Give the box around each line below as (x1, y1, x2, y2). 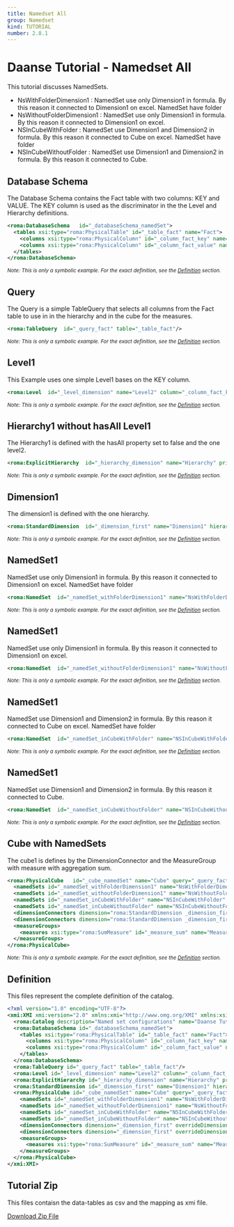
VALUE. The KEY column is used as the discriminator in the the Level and (7, 201, 217, 210)
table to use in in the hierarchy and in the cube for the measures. (7, 312, 193, 320)
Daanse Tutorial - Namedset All (7, 60, 192, 75)
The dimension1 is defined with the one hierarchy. (7, 510, 150, 518)
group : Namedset (7, 17, 54, 24)
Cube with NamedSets (7, 838, 107, 850)
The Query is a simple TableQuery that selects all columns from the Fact (7, 304, 214, 313)
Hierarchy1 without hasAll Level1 (7, 421, 151, 432)
